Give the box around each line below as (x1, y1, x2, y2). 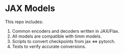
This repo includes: (5, 19, 44, 25)
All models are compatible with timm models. (12, 33, 102, 39)
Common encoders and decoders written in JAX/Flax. (12, 28, 120, 34)
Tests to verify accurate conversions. (12, 43, 86, 49)
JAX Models (5, 3, 55, 14)
